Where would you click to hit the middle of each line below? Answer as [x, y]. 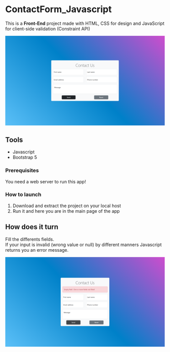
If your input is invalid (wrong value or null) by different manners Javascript [83, 245]
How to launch [23, 194]
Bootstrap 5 [25, 158]
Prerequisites [22, 171]
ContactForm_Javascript [59, 9]
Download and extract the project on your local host [67, 206]
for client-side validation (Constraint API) [48, 28]
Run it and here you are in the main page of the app [66, 211]
